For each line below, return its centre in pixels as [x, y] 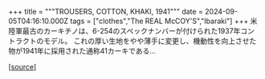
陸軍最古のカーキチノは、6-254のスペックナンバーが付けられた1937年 [124, 31]
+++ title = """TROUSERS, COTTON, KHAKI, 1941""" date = [106, 12]
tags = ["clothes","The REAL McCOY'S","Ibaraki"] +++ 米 [164, 21]
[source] [22, 67]
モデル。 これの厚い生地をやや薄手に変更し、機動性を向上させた [150, 41]
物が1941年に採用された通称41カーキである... [82, 51]
